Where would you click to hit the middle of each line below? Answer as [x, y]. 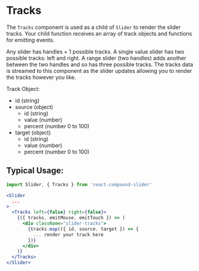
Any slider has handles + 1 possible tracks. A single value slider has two [95, 51]
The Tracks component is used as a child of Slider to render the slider [93, 27]
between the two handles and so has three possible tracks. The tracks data [100, 64]
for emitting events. [30, 40]
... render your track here [68, 235]
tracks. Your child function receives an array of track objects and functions [99, 33]
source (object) [34, 107]
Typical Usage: [35, 171]
